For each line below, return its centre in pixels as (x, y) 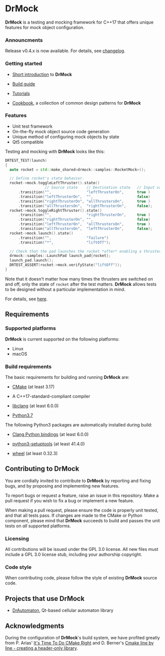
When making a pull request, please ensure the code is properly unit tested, (82, 510)
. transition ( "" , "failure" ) (63, 238)
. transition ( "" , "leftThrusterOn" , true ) (84, 192)
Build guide (24, 84)
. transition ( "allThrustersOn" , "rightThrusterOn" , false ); (85, 206)
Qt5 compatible (28, 142)
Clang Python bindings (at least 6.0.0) (50, 434)
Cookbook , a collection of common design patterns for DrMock (76, 103)
